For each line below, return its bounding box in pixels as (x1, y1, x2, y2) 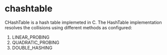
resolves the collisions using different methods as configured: (5, 24, 132, 30)
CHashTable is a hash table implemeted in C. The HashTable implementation (5, 19, 162, 25)
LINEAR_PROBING (12, 34, 50, 40)
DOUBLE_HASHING (12, 45, 53, 51)
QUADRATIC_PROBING (12, 39, 60, 45)
